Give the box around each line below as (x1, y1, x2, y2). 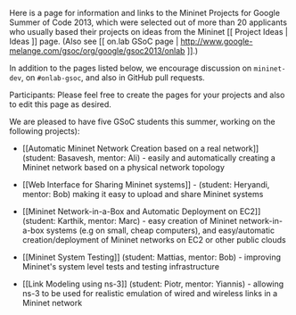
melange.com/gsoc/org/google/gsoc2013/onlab (9, 46, 185, 56)
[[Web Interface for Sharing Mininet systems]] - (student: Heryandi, (21, 179, 270, 190)
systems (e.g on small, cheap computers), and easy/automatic (45, 225, 275, 236)
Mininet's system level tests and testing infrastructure (21, 261, 220, 271)
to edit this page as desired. (9, 99, 111, 110)
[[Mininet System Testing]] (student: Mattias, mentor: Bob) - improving (21, 252, 282, 262)
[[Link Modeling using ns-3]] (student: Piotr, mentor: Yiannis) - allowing (21, 278, 284, 289)
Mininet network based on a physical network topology (21, 162, 225, 172)
